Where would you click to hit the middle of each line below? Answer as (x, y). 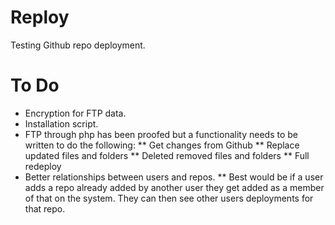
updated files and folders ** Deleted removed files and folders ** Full (167, 155)
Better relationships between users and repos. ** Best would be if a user (174, 177)
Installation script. (61, 123)
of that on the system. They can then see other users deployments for (169, 198)
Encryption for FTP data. (75, 113)
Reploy (40, 17)
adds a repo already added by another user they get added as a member (174, 187)
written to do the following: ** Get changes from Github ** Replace (162, 145)
